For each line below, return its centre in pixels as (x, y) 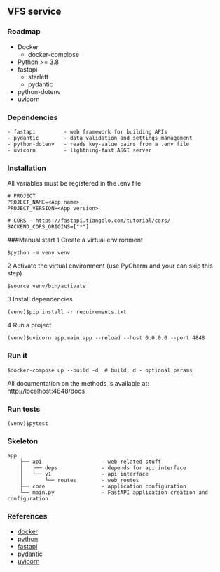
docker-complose (53, 54)
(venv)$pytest (28, 423)
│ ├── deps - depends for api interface (103, 468)
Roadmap (24, 32)
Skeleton (23, 441)
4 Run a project (29, 325)
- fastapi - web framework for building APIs (88, 132)
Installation (27, 168)
